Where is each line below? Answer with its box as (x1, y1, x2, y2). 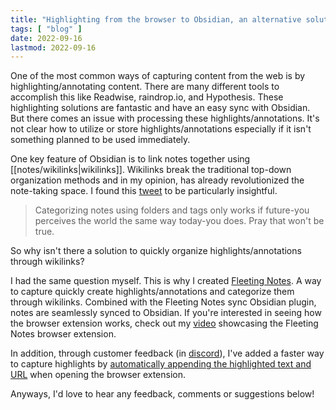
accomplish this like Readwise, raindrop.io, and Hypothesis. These (10, 91, 284, 103)
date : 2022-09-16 (10, 33, 83, 43)
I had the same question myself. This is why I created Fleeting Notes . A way (10, 275, 322, 287)
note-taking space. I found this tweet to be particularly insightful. (10, 185, 278, 197)
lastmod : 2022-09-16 (10, 42, 97, 53)
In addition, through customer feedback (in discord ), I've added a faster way (10, 347, 325, 360)
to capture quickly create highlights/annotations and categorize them (10, 286, 295, 298)
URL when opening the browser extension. (10, 369, 187, 381)
